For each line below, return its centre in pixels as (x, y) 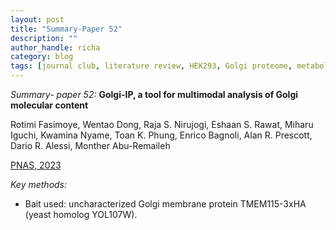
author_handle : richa (55, 47)
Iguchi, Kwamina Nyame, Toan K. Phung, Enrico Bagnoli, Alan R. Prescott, (161, 135)
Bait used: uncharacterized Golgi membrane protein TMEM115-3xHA (165, 204)
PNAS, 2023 (36, 165)
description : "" (44, 38)
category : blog (42, 57)
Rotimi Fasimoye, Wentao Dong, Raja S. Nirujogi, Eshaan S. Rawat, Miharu (162, 124)
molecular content (49, 105)
